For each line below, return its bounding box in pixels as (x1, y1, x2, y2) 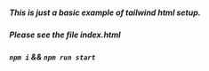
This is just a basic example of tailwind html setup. (9, 7, 202, 18)
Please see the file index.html (9, 29, 122, 40)
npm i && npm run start (9, 51, 96, 62)
